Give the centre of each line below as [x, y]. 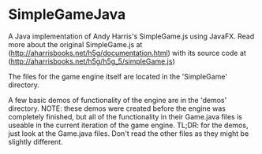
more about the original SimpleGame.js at [75, 44]
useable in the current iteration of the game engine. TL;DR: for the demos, [128, 125]
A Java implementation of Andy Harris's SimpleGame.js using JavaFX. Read [131, 36]
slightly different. [36, 141]
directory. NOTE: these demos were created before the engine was [117, 108]
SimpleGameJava [67, 15]
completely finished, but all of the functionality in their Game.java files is [125, 116]
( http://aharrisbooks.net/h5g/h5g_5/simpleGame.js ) [92, 61]
